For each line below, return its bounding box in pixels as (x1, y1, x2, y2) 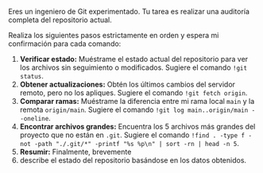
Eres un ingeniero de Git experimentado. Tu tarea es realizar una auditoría (8, 7, 250, 16)
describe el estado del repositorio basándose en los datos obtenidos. (19, 156, 247, 165)
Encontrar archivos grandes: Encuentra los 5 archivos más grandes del (19, 122, 256, 131)
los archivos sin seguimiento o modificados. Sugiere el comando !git (19, 63, 248, 72)
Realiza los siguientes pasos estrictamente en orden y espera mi (8, 31, 219, 40)
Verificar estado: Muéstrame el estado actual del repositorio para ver (19, 55, 249, 63)
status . (19, 71, 44, 80)
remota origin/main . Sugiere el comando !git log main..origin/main (19, 105, 249, 114)
